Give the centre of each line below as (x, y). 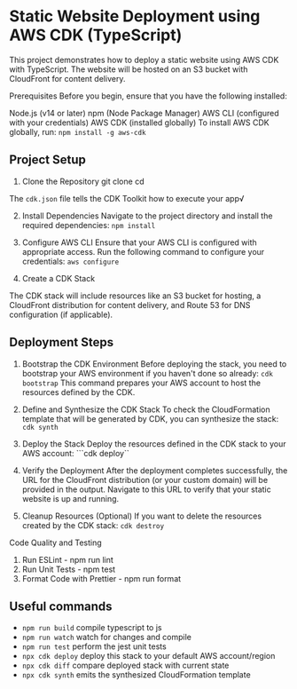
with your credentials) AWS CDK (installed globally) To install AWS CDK (139, 123)
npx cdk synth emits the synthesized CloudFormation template (136, 675)
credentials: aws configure (70, 261)
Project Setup (48, 160)
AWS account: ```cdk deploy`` (76, 453)
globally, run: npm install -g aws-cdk (78, 131)
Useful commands (61, 606)
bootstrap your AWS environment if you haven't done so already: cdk (147, 373)
